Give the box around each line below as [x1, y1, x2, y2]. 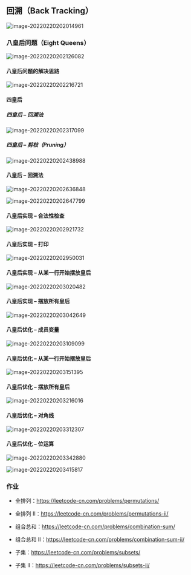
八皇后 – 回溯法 [6, 172, 44, 179]
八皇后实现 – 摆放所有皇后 [6, 298, 70, 305]
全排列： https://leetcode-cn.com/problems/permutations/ [15, 497, 160, 505]
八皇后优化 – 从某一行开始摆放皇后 [6, 355, 91, 362]
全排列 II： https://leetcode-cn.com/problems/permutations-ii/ [15, 510, 169, 517]
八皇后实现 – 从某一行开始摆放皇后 [6, 269, 91, 276]
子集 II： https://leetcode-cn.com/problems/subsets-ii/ [15, 562, 150, 569]
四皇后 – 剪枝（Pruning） [6, 141, 70, 149]
